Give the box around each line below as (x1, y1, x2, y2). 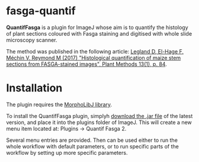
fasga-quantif (6, 4, 76, 18)
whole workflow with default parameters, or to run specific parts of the (6, 142, 179, 150)
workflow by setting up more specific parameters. (6, 149, 128, 156)
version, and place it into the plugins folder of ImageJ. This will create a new (6, 119, 192, 126)
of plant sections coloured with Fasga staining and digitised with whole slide (6, 30, 192, 37)
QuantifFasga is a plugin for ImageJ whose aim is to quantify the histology (6, 24, 188, 31)
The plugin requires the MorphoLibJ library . (6, 101, 113, 108)
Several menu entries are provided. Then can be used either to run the (6, 136, 178, 144)
